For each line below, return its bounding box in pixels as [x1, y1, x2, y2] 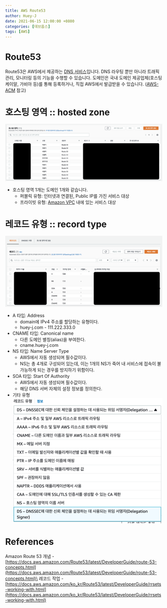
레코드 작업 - [38, 575, 64, 581]
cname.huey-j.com [19, 342, 59, 348]
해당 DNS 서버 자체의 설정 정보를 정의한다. [19, 386, 102, 392]
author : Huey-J [5, 13, 37, 19]
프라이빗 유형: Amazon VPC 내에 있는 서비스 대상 [19, 199, 116, 205]
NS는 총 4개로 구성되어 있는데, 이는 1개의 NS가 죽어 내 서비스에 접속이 [19, 361, 156, 367]
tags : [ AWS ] [5, 29, 30, 35]
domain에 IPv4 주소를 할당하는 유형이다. [19, 319, 99, 325]
